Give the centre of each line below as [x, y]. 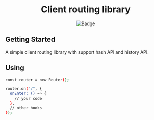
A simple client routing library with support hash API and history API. [77, 52]
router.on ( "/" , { [24, 89]
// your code [28, 99]
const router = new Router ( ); [37, 80]
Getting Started [30, 40]
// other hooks [26, 108]
